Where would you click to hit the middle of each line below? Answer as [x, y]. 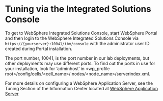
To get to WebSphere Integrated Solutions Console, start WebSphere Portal [81, 33]
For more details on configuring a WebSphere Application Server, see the [79, 83]
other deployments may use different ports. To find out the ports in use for [80, 63]
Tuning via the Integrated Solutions [78, 9]
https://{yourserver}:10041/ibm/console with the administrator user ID [77, 43]
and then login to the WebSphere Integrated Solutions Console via [72, 38]
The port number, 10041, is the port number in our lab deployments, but [77, 58]
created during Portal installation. [39, 49]
